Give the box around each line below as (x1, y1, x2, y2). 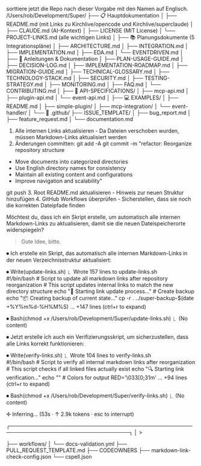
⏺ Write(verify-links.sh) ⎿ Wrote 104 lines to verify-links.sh (6, 352, 152, 359)
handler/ (6, 109, 27, 116)
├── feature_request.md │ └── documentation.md (6, 116, 134, 122)
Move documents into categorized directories (14, 158, 128, 165)
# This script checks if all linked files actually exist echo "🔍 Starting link (6, 365, 185, 373)
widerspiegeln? (6, 226, 44, 233)
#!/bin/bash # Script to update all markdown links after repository (6, 275, 169, 282)
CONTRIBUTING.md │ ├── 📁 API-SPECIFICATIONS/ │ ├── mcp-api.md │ (6, 87, 190, 94)
